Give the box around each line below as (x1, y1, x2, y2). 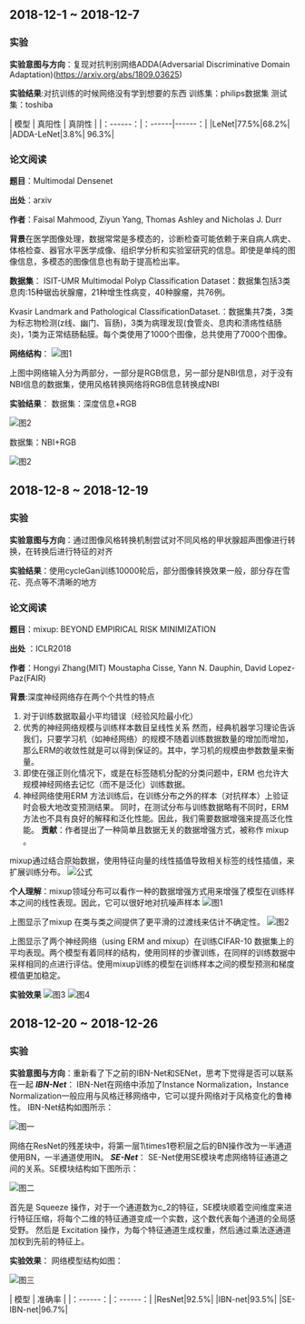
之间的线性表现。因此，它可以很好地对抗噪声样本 (16, 897, 201, 908)
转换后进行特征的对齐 (33, 546, 113, 557)
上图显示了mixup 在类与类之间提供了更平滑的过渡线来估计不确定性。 (9, 916, 266, 927)
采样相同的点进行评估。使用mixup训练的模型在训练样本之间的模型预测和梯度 (9, 958, 295, 969)
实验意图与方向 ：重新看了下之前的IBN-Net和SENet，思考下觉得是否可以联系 (9, 1068, 293, 1078)
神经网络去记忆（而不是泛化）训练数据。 (38, 778, 191, 789)
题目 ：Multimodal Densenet (9, 175, 113, 186)
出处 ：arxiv (9, 195, 53, 206)
